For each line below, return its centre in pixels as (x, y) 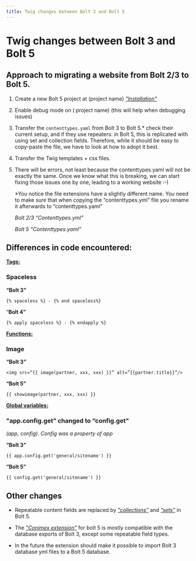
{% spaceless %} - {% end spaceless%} (54, 301)
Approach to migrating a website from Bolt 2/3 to (98, 75)
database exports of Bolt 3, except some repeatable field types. (92, 534)
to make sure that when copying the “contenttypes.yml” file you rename (102, 200)
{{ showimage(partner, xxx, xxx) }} (51, 395)
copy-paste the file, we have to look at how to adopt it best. (87, 147)
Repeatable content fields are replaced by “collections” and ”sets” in (98, 510)
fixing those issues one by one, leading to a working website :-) (92, 182)
